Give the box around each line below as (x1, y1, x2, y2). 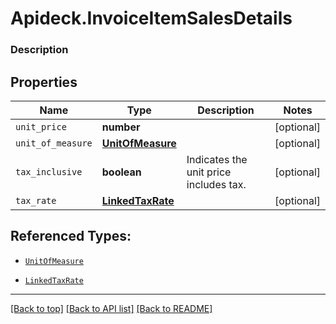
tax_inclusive (15, 166, 83, 177)
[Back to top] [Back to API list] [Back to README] (10, 302, 213, 314)
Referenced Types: (10, 228, 132, 245)
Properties (10, 73, 78, 91)
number (101, 120, 141, 134)
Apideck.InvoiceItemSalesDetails (10, 7, 293, 30)
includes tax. (186, 177, 247, 191)
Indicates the (186, 152, 248, 166)
